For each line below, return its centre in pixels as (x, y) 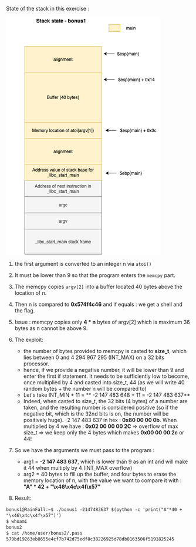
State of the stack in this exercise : (48, 9)
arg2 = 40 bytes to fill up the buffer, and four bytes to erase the (100, 474)
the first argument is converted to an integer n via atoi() (83, 264)
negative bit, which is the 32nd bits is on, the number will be (96, 414)
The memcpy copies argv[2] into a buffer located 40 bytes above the (99, 286)
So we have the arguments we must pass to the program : (84, 450)
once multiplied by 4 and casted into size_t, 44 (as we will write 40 (104, 382)
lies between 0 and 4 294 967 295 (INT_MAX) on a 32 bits (94, 357)
